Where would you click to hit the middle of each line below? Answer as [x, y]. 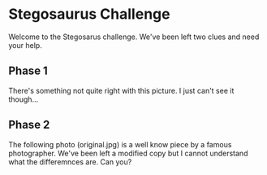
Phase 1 [28, 71]
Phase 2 [29, 125]
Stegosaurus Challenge [89, 14]
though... [24, 99]
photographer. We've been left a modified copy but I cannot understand [128, 153]
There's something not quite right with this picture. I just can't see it [121, 90]
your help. [25, 45]
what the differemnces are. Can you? [70, 162]
